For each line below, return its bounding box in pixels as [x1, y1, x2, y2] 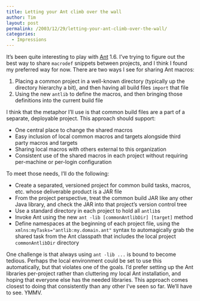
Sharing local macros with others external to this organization [14, 145, 166, 153]
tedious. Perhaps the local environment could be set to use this [6, 257, 162, 264]
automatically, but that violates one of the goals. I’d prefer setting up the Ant [6, 264, 193, 270]
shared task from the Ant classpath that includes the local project [14, 233, 177, 240]
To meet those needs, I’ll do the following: [6, 170, 110, 177]
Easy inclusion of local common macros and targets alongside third [14, 133, 181, 140]
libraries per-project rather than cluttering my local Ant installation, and [6, 270, 181, 277]
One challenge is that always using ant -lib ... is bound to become [6, 251, 177, 258]
